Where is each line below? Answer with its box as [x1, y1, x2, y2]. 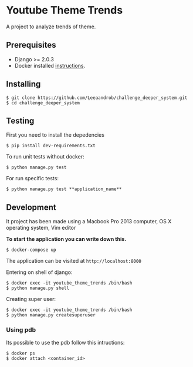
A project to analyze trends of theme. [6, 23, 96, 30]
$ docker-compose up [6, 247, 57, 253]
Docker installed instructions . [14, 62, 86, 69]
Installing [6, 79, 41, 89]
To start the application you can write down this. [6, 236, 127, 243]
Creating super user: [6, 296, 56, 303]
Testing [6, 115, 35, 125]
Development [6, 202, 57, 212]
